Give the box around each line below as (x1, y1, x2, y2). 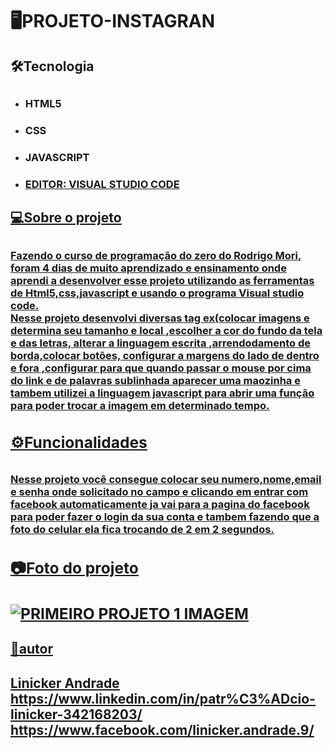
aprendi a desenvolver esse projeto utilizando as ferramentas (10, 273, 315, 287)
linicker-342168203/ (10, 706, 143, 723)
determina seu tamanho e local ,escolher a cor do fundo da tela (10, 323, 323, 337)
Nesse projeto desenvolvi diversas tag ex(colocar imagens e (10, 311, 310, 325)
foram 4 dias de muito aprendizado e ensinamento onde (10, 261, 287, 275)
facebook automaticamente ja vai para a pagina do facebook (10, 498, 310, 512)
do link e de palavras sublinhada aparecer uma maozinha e (10, 373, 301, 387)
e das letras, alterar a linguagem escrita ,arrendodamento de (10, 336, 312, 350)
